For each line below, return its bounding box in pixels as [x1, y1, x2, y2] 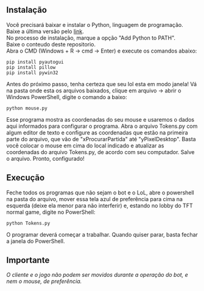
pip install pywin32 [6, 70, 59, 76]
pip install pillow [6, 64, 56, 70]
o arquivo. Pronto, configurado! [6, 155, 85, 162]
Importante [6, 255, 50, 265]
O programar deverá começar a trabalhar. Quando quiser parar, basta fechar [6, 230, 198, 238]
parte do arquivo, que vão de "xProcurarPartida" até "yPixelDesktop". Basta [6, 135, 196, 142]
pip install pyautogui [6, 59, 64, 65]
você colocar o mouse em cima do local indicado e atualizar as [6, 142, 164, 149]
